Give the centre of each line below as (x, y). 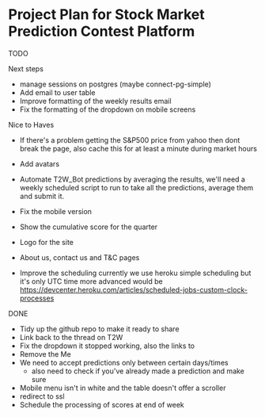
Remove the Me (45, 354)
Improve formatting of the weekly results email (95, 101)
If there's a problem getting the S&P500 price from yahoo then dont (130, 140)
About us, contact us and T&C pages (79, 257)
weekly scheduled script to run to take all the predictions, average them (136, 187)
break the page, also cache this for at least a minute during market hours (138, 148)
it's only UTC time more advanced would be (91, 281)
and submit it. (42, 196)
